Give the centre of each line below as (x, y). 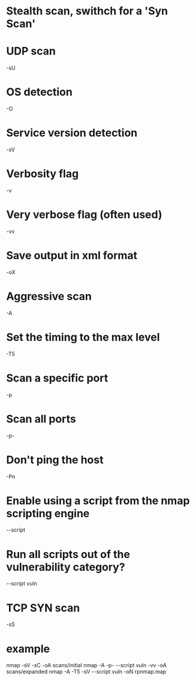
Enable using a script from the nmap (98, 501)
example (28, 649)
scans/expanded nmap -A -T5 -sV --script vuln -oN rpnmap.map (86, 672)
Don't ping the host (55, 460)
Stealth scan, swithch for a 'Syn (87, 11)
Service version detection (72, 133)
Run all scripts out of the (68, 554)
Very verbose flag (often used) (84, 215)
